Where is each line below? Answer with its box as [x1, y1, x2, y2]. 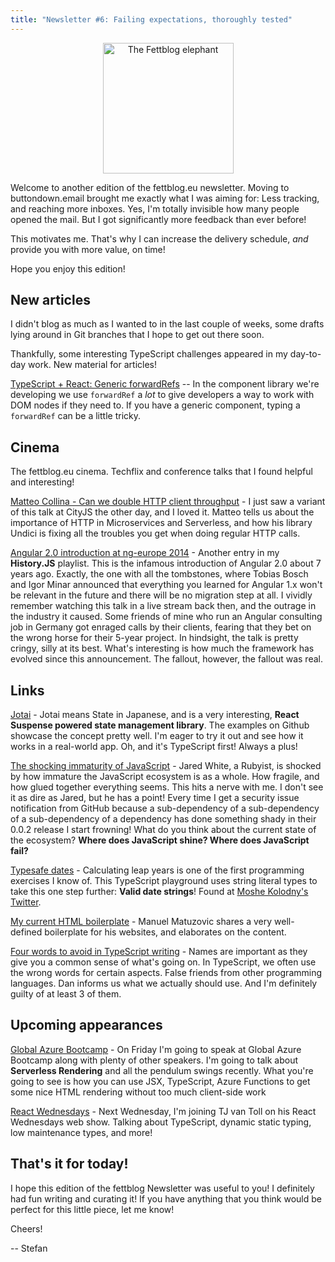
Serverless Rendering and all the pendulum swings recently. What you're [10, 1064, 314, 1076]
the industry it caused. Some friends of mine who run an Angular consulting [10, 611, 323, 623]
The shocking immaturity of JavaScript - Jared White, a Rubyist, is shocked [10, 760, 322, 772]
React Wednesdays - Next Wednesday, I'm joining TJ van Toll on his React [10, 1105, 317, 1117]
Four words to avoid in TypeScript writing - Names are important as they [10, 946, 308, 958]
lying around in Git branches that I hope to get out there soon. [10, 329, 265, 341]
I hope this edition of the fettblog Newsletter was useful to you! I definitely [10, 1182, 315, 1194]
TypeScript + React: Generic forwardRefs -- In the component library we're [10, 378, 320, 390]
